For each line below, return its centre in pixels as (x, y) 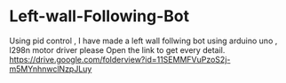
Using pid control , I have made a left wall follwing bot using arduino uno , (143, 41)
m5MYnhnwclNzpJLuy (51, 69)
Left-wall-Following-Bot (99, 16)
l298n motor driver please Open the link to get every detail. (117, 49)
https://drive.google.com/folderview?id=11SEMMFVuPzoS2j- (120, 59)
